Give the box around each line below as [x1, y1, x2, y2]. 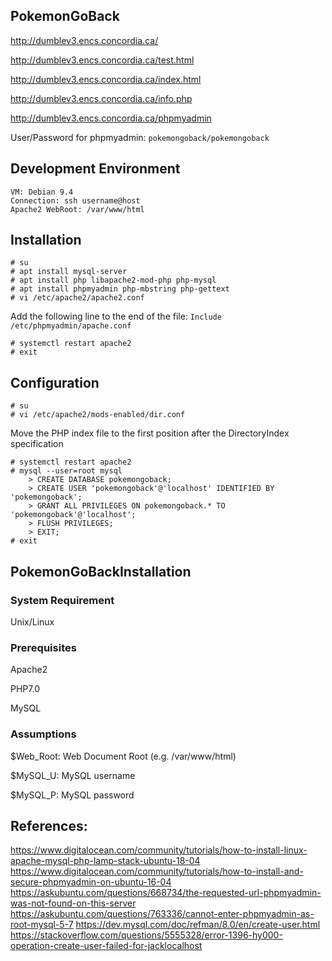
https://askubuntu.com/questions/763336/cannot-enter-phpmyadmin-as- [10, 908, 315, 920]
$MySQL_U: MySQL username [10, 769, 136, 781]
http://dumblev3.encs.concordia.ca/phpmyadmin [10, 112, 212, 124]
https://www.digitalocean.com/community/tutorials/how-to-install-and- [10, 865, 304, 878]
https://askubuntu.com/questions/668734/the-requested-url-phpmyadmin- [10, 887, 322, 899]
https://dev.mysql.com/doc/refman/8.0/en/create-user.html [75, 919, 321, 931]
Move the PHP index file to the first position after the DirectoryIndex [10, 427, 290, 439]
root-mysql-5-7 [10, 919, 74, 931]
